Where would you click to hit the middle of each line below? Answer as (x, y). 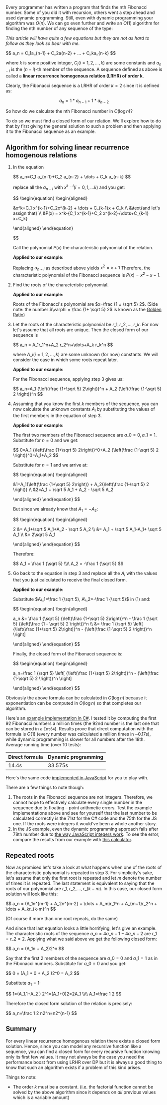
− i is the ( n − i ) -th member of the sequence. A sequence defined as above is (84, 70)
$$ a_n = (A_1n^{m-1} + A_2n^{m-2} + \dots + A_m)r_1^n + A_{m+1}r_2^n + (82, 903)
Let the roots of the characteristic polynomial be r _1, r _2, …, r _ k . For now (85, 324)
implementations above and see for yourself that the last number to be (85, 813)
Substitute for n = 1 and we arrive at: (50, 465)
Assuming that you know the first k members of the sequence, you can (85, 404)
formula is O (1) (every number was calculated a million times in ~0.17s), (78, 734)
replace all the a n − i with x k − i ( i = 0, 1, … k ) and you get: (69, 187)
